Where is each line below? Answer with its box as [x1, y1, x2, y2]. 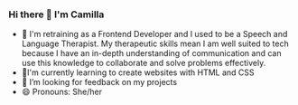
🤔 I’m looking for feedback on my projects [21, 77, 178, 88]
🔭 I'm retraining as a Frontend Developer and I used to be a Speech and [21, 29, 288, 40]
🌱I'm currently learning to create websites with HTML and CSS [21, 67, 255, 78]
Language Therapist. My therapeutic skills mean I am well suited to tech [21, 38, 290, 49]
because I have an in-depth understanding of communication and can [21, 48, 282, 59]
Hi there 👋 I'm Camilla [8, 8, 105, 21]
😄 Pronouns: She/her [21, 86, 103, 98]
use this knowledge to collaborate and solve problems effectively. [21, 58, 266, 69]
